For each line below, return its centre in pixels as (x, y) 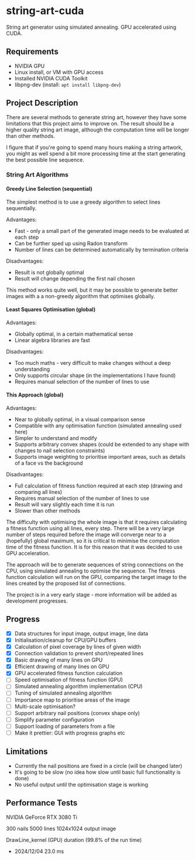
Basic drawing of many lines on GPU (59, 660)
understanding (32, 369)
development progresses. (37, 601)
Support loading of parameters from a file (65, 726)
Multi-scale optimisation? (45, 706)
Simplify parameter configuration (54, 719)
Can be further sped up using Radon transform (71, 243)
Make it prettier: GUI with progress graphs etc (70, 733)
